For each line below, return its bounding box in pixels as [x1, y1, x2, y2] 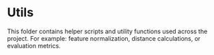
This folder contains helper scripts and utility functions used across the [7, 27, 208, 35]
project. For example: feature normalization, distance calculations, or [7, 34, 201, 42]
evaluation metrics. [7, 41, 61, 50]
